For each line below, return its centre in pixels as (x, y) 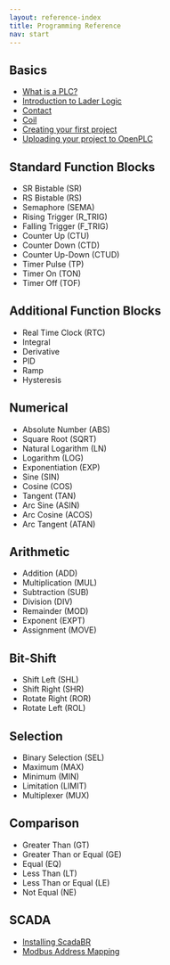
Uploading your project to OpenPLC (88, 139)
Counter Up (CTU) (56, 236)
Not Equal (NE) (49, 892)
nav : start (29, 34)
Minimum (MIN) (51, 777)
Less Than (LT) (49, 873)
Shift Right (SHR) (53, 689)
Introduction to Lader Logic (72, 101)
